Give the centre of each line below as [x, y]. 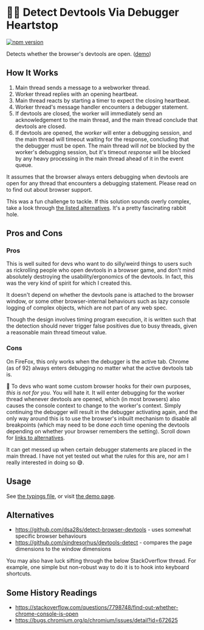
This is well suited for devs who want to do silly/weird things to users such [99, 264]
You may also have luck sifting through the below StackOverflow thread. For [101, 561]
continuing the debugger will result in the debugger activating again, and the [102, 412]
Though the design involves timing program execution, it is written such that [101, 320]
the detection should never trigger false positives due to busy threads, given [102, 326]
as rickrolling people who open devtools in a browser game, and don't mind [101, 270]
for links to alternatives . [36, 438]
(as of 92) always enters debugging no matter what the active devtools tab [100, 368]
